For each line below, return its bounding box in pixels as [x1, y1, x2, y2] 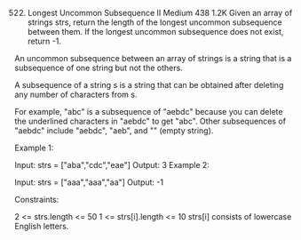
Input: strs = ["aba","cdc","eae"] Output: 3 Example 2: [14, 160, 210, 170]
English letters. [14, 221, 69, 231]
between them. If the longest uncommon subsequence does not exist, [27, 27, 284, 36]
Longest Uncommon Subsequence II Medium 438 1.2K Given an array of [27, 8, 293, 18]
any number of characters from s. [14, 89, 138, 100]
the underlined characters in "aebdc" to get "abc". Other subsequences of [14, 116, 287, 126]
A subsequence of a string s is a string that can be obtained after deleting [14, 80, 284, 90]
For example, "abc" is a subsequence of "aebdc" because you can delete [14, 107, 283, 116]
